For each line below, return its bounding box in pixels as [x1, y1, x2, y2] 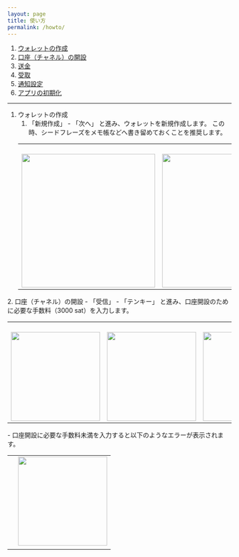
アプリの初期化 [17, 88, 62, 97]
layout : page [7, 10, 46, 18]
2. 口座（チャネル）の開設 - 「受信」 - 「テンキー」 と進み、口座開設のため [7, 297, 229, 306]
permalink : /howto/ [7, 24, 65, 31]
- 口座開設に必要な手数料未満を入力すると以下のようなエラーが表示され [7, 431, 218, 439]
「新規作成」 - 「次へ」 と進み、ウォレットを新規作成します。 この [28, 119, 225, 128]
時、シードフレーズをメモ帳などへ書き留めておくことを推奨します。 [28, 128, 227, 137]
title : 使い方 [7, 17, 46, 24]
